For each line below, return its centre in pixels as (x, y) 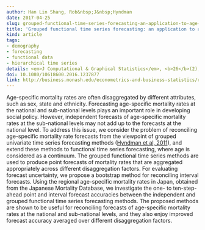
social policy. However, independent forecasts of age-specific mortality (96, 117)
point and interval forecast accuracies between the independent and (110, 195)
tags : (13, 40)
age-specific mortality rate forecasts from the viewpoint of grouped (92, 136)
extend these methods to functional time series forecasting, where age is (98, 149)
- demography (23, 46)
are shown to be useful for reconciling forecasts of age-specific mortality (99, 207)
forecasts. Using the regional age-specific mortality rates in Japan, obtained (102, 182)
